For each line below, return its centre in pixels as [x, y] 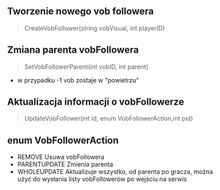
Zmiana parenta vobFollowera [73, 50]
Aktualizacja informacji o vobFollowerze [96, 102]
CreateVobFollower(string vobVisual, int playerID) [94, 28]
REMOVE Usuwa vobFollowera [61, 157]
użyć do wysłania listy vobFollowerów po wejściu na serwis [102, 179]
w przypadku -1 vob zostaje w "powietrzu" [78, 80]
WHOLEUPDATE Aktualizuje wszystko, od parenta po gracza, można [115, 172]
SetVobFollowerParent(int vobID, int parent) [86, 67]
